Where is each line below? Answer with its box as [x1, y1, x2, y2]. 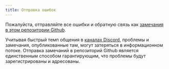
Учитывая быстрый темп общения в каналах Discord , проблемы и [5, 37, 150, 43]
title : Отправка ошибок [5, 7, 56, 13]
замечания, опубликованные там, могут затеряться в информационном [5, 42, 163, 48]
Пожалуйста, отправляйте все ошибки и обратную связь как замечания [5, 21, 164, 27]
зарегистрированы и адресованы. [5, 58, 80, 64]
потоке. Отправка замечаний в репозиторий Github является [5, 47, 139, 53]
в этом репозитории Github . [5, 26, 67, 33]
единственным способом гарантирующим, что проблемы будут [5, 53, 146, 59]
